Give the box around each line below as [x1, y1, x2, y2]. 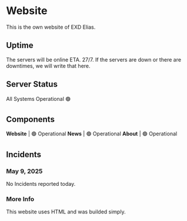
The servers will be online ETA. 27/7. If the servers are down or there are [6, 56, 181, 63]
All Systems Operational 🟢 [6, 95, 71, 102]
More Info [6, 195, 35, 203]
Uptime [6, 40, 34, 50]
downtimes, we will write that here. [6, 62, 91, 69]
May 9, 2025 [6, 167, 43, 175]
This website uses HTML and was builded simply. [6, 208, 126, 215]
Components [6, 114, 55, 124]
